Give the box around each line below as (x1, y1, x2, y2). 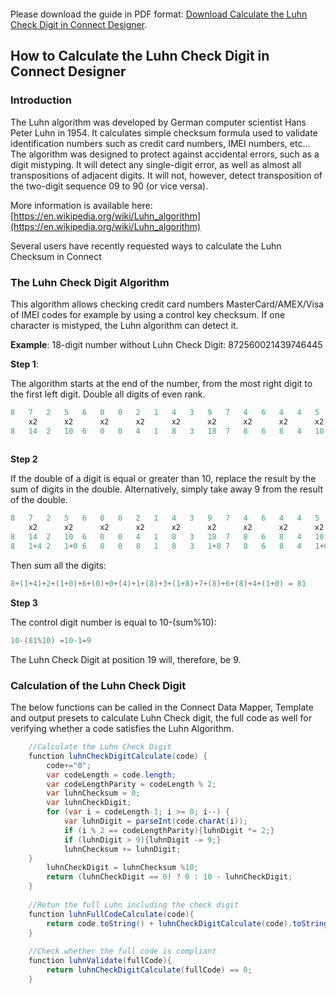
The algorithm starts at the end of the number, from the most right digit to (10, 377, 313, 389)
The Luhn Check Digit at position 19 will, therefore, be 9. (10, 653, 242, 665)
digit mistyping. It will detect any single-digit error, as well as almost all (10, 158, 302, 170)
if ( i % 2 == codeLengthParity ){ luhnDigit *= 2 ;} (63, 825, 275, 835)
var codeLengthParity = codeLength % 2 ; (46, 779, 217, 789)
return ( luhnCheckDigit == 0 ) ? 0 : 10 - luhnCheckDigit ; (46, 872, 293, 882)
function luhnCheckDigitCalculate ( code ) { (28, 751, 208, 761)
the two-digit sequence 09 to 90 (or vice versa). (10, 180, 209, 192)
